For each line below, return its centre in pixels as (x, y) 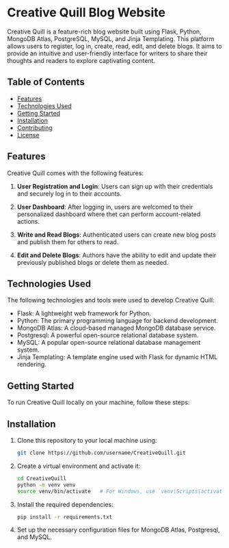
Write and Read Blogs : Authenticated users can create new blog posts (117, 235)
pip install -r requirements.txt (65, 517)
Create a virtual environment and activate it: (79, 466)
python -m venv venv (46, 485)
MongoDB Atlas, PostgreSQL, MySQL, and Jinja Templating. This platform (111, 38)
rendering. (31, 365)
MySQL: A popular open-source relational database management (109, 343)
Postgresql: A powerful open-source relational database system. (108, 335)
